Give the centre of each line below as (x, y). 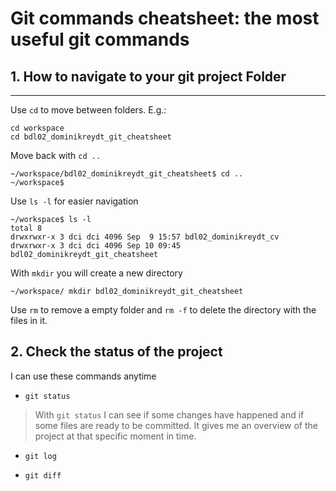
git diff (43, 475)
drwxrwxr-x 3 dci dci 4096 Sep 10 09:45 (96, 246)
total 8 (26, 228)
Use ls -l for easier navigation (74, 201)
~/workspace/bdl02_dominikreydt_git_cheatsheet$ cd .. (127, 174)
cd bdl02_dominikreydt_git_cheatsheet (91, 137)
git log (40, 456)
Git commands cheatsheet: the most (165, 18)
